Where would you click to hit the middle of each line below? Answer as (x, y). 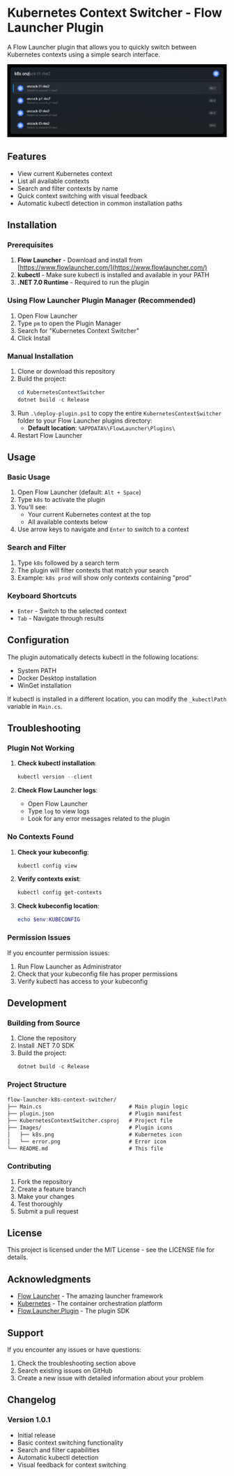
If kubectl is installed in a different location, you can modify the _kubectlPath (117, 699)
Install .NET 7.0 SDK (46, 1046)
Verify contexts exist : (49, 879)
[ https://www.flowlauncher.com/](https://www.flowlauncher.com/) (112, 267)
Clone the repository (47, 1038)
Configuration (38, 640)
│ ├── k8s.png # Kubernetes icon (95, 1135)
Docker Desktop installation (57, 678)
